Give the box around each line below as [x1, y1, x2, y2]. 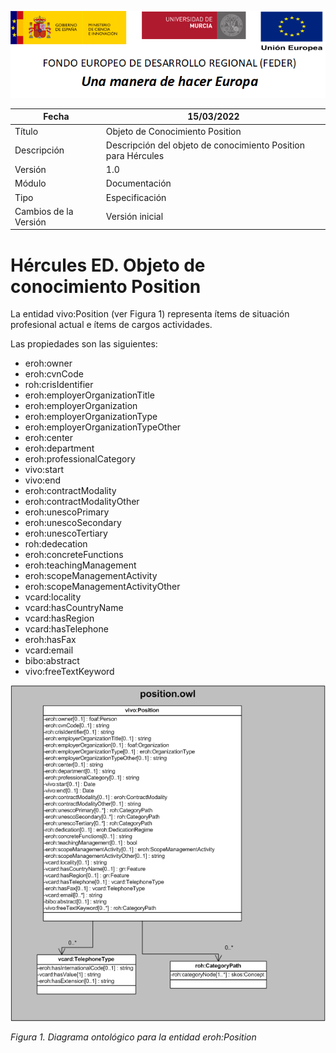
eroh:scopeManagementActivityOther [24, 581, 181, 593]
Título [14, 125, 39, 137]
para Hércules [105, 149, 165, 161]
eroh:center [24, 432, 74, 444]
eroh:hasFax [24, 634, 77, 646]
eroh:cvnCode [24, 368, 84, 380]
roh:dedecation [24, 538, 88, 550]
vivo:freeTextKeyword [24, 666, 115, 678]
